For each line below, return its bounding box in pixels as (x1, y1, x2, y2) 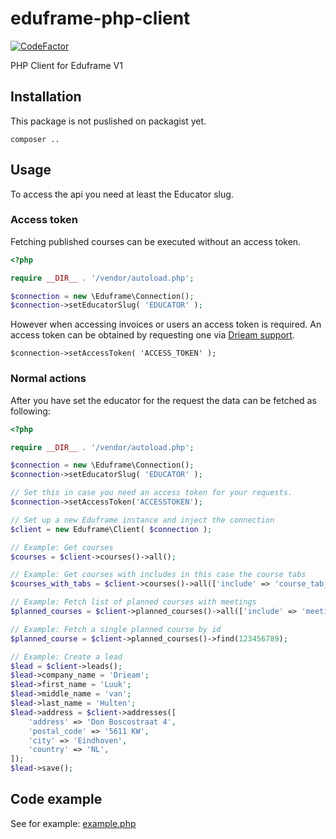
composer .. (10, 134, 60, 144)
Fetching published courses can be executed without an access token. (10, 235, 302, 247)
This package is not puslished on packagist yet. (10, 115, 207, 127)
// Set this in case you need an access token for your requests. (10, 488, 293, 498)
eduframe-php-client (10, 7, 191, 30)
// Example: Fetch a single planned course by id (10, 624, 222, 634)
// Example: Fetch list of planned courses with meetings (10, 597, 257, 607)
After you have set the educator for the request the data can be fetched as (10, 394, 317, 406)
